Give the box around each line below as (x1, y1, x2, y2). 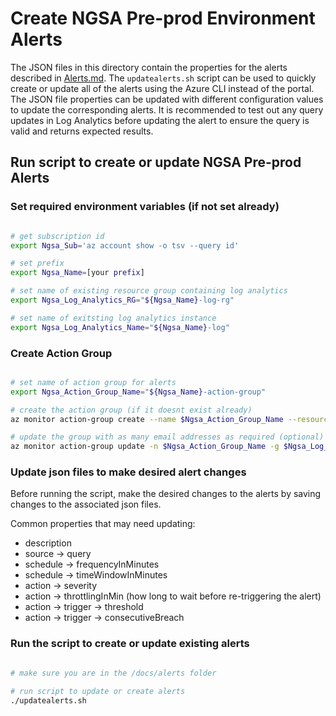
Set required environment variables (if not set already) (10, 200, 280, 214)
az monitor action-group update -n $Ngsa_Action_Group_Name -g (10, 442, 280, 452)
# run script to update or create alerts (10, 686, 186, 696)
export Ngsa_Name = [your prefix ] (10, 268, 145, 278)
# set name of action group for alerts (10, 377, 177, 387)
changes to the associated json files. (10, 498, 162, 511)
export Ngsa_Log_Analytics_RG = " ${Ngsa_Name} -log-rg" (10, 295, 235, 305)
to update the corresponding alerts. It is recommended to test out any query (10, 103, 324, 116)
